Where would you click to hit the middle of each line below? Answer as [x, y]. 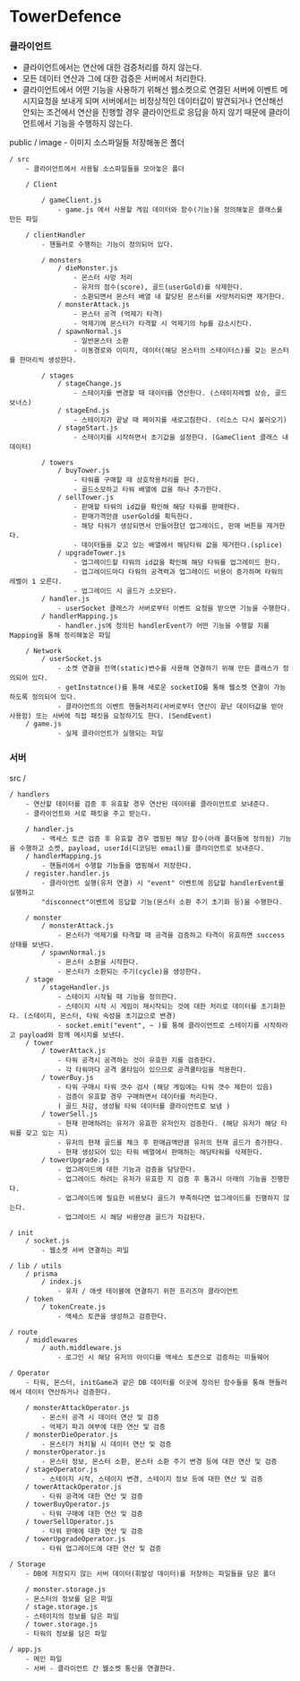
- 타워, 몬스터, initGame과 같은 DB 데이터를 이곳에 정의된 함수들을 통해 [145, 1382]
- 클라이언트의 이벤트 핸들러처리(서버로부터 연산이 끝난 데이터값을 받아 [170, 707]
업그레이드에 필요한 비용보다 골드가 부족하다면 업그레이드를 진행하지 [173, 1198]
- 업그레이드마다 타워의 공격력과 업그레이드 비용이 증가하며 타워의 [178, 572]
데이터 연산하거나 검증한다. [69, 1392]
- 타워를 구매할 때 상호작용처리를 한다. [136, 480]
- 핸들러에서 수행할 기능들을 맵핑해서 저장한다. [117, 866]
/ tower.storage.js [62, 1624]
